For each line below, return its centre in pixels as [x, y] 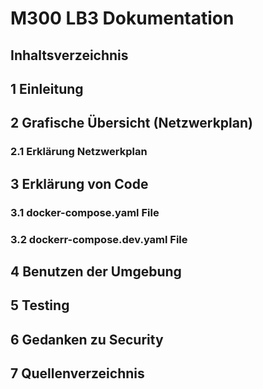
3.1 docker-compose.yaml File [85, 212]
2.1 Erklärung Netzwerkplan [79, 152]
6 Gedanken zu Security [87, 339]
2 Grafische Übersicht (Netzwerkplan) [131, 123]
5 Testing [40, 305]
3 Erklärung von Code [79, 183]
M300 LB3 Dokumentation [122, 18]
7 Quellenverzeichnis [77, 373]
